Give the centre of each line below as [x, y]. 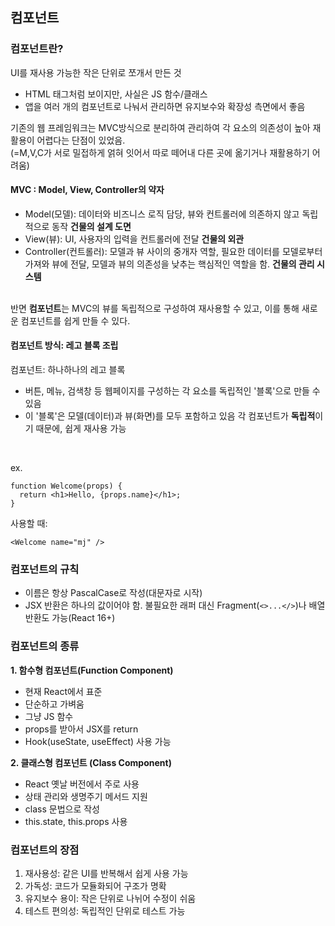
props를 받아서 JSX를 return [81, 729]
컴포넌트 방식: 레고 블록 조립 [64, 345]
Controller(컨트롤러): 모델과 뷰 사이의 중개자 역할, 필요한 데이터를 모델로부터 [173, 251]
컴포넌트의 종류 [45, 646]
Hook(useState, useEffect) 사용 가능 [98, 741]
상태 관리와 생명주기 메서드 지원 [86, 796]
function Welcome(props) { [66, 486]
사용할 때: [29, 524]
